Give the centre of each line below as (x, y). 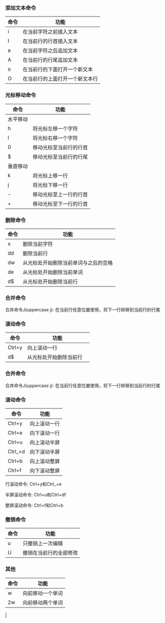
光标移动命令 (21, 95)
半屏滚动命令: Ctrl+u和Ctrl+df (35, 495)
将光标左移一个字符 (55, 128)
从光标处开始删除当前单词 (53, 272)
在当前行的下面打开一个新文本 (58, 70)
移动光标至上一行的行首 (60, 194)
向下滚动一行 (45, 433)
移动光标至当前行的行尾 (60, 157)
